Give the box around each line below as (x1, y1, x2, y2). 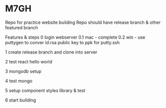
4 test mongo (5, 78, 33, 84)
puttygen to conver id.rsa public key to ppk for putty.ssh (5, 39, 120, 45)
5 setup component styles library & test (5, 87, 86, 93)
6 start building (5, 97, 36, 103)
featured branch (5, 24, 38, 30)
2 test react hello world (5, 58, 53, 64)
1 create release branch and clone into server (5, 49, 98, 55)
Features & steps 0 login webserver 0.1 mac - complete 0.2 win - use (5, 34, 145, 40)
